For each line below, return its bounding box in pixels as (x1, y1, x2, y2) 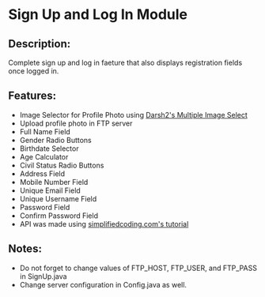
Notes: (8, 242, 42, 256)
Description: (8, 37, 71, 51)
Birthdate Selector (19, 144, 79, 153)
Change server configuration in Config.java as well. (19, 280, 187, 289)
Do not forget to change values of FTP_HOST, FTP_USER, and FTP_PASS (19, 263, 257, 273)
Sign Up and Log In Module (8, 6, 188, 24)
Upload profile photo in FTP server (19, 118, 133, 128)
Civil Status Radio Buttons (19, 160, 104, 170)
